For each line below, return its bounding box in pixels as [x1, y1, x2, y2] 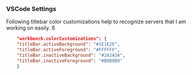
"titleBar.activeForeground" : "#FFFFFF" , [17, 47, 120, 53]
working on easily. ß [6, 24, 55, 31]
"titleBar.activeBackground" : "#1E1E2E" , [17, 41, 120, 47]
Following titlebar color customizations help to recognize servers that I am [6, 18, 186, 25]
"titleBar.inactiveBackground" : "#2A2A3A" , [17, 52, 126, 58]
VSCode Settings [6, 5, 57, 13]
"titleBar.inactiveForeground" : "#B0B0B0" [17, 58, 123, 64]
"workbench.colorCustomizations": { [17, 36, 108, 42]
